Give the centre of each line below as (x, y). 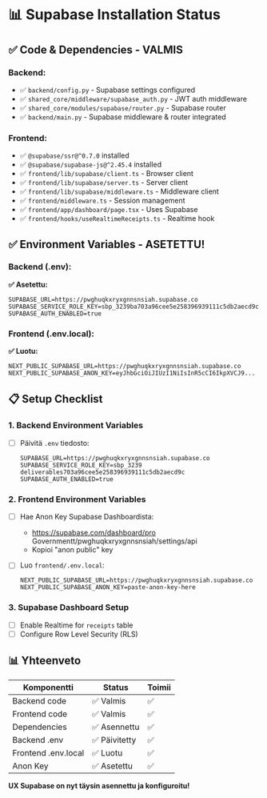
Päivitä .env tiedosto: (54, 443)
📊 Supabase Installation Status (115, 15)
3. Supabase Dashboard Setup (69, 608)
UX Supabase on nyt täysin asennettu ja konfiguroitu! (99, 785)
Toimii (159, 687)
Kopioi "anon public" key (72, 550)
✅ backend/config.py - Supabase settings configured (108, 90)
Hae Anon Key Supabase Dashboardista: (87, 517)
